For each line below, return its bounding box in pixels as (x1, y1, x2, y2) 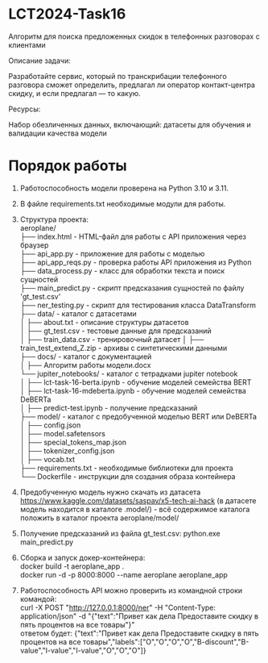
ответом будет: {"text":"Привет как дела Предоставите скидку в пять (19, 628, 259, 638)
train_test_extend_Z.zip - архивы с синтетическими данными (19, 343, 228, 352)
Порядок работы (8, 156, 127, 175)
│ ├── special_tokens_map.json (19, 437, 127, 447)
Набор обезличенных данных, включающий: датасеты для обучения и (8, 119, 251, 129)
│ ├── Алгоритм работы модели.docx (19, 360, 151, 369)
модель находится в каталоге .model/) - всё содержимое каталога (19, 504, 250, 514)
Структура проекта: (19, 215, 89, 224)
